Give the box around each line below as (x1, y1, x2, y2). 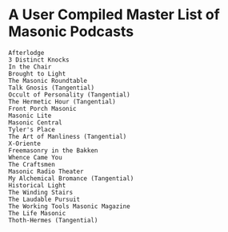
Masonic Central (8, 118, 62, 127)
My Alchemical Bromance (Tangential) (8, 174, 134, 183)
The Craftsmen (8, 160, 56, 168)
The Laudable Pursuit (8, 195, 81, 203)
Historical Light (8, 181, 66, 189)
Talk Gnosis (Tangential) (8, 84, 94, 92)
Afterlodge (8, 49, 45, 57)
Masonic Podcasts (8, 22, 134, 41)
